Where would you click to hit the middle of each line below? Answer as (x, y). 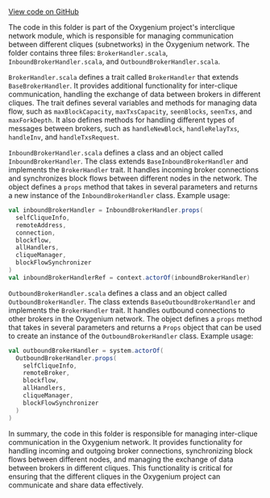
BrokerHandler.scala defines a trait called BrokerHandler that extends (124, 77)
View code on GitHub (44, 12)
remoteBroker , (46, 373)
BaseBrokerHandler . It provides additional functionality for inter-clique (123, 85)
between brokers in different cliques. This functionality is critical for (120, 467)
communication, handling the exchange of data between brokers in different (135, 94)
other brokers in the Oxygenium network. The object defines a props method (135, 318)
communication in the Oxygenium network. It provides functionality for (126, 442)
